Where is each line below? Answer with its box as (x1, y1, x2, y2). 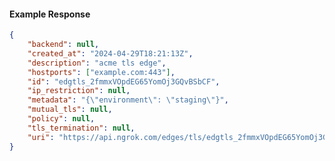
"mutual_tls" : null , (27, 105, 113, 115)
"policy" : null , (27, 114, 96, 124)
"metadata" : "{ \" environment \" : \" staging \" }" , (27, 95, 229, 105)
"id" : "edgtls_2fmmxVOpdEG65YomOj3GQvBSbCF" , (27, 76, 221, 87)
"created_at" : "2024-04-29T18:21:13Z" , (27, 48, 194, 59)
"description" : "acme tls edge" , (27, 58, 167, 68)
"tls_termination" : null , (27, 123, 136, 133)
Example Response (9, 8, 91, 20)
